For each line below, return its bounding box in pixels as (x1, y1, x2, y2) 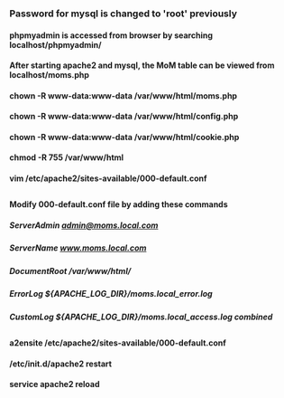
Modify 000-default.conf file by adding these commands (9, 199, 228, 210)
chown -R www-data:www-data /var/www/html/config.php (9, 111, 239, 122)
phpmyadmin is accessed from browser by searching (9, 30, 214, 41)
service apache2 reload (9, 379, 100, 390)
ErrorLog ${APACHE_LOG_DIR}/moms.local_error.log (9, 289, 214, 299)
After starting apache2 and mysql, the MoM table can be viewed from (9, 60, 275, 71)
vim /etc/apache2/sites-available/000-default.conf (9, 173, 207, 184)
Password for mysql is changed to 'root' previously (9, 7, 237, 20)
